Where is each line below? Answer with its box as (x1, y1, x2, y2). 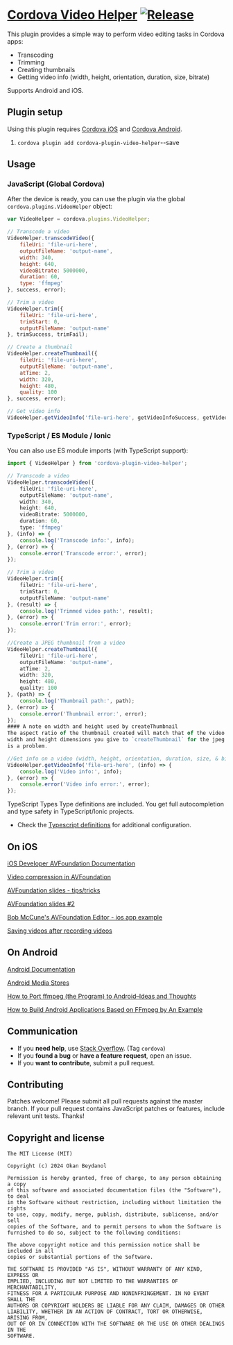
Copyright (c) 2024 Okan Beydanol (7, 1162, 107, 1169)
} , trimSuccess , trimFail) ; (7, 331, 89, 338)
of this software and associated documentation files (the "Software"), (7, 1187, 222, 1194)
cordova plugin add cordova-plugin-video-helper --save (17, 138, 180, 146)
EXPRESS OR (7, 1272, 39, 1279)
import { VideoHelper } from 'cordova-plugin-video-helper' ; (7, 460, 188, 467)
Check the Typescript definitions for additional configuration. (17, 821, 192, 829)
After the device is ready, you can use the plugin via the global (7, 195, 186, 203)
